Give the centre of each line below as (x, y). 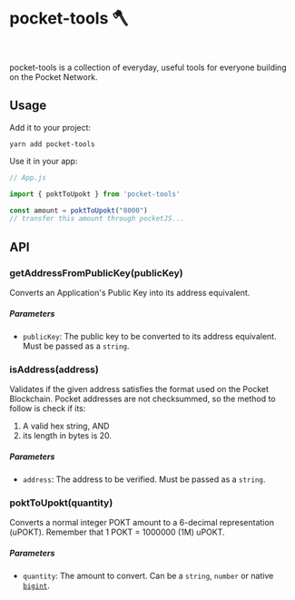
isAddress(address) (54, 369)
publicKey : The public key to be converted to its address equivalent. (149, 336)
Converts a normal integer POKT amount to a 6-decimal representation (142, 523)
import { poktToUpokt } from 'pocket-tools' (95, 194)
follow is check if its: (48, 408)
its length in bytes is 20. (67, 436)
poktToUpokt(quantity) (61, 503)
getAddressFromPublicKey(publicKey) (96, 272)
